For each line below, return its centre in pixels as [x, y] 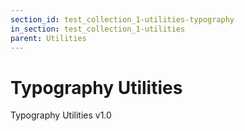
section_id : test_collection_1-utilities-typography [122, 19]
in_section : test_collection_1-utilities [98, 29]
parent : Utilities [48, 38]
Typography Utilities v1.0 [61, 115]
